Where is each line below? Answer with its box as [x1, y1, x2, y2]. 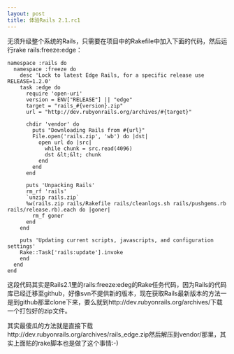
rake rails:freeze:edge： [13, 45, 82, 54]
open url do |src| [38, 139, 92, 146]
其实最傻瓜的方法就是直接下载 [7, 321, 93, 330]
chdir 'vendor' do [25, 120, 80, 128]
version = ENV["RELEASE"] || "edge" [25, 96, 133, 103]
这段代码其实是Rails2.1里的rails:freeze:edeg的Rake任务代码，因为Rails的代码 [7, 280, 227, 288]
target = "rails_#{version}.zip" [25, 102, 124, 109]
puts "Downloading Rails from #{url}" [32, 126, 145, 133]
